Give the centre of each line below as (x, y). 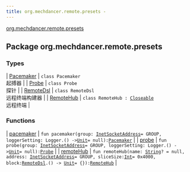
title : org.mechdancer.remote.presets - (56, 11)
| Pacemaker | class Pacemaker (43, 76)
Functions (21, 121)
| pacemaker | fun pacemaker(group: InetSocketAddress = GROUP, (84, 133)
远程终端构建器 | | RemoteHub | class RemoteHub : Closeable (80, 98)
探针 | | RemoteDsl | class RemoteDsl (50, 90)
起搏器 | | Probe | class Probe (42, 83)
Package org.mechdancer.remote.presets (84, 47)
